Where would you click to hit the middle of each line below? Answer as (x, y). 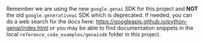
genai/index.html (27, 28)
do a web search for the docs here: (50, 21)
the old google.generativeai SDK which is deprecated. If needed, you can (99, 15)
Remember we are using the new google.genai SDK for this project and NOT (102, 9)
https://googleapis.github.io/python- (141, 21)
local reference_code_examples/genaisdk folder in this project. (83, 34)
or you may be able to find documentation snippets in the (122, 28)
